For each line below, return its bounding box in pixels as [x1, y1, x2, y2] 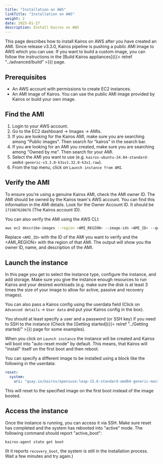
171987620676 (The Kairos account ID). [5, 207, 81, 212]
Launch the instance [5, 258, 68, 267]
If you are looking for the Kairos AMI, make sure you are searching [12, 133, 145, 139]
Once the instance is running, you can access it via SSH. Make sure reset [5, 420, 151, 426]
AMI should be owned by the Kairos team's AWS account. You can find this [5, 196, 155, 202]
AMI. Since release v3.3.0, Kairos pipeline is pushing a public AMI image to [5, 44, 154, 49]
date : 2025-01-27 [5, 20, 40, 26]
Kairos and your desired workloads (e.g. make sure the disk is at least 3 [5, 282, 148, 288]
